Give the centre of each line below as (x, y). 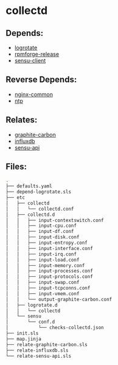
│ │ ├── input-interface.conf (50, 248)
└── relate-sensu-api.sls (38, 356)
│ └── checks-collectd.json (55, 328)
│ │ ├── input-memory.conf (45, 265)
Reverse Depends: (41, 80)
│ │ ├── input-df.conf (40, 232)
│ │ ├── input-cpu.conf (41, 226)
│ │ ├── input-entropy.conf (47, 243)
